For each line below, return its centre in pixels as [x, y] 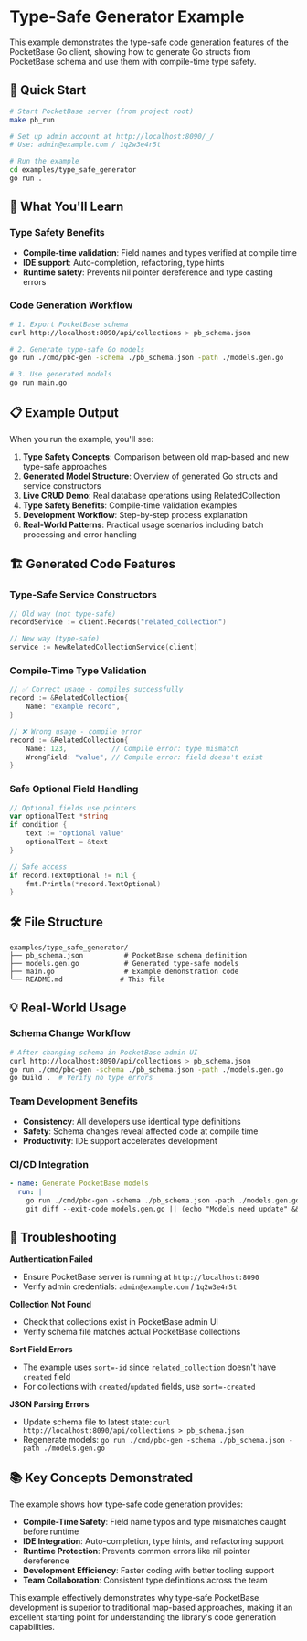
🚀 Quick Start [48, 90]
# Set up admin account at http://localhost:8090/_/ [112, 136]
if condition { [38, 825]
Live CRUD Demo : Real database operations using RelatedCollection [151, 495]
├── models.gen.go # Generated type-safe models [124, 964]
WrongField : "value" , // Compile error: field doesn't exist [144, 757]
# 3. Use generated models [61, 375]
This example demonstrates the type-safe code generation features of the [149, 42]
